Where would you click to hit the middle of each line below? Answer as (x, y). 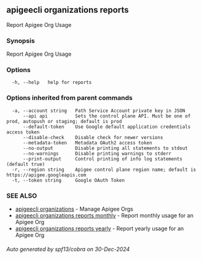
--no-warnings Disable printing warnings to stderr (97, 153)
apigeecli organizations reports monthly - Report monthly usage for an (104, 216)
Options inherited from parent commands (70, 98)
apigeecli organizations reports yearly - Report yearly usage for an (99, 228)
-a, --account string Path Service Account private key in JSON (99, 111)
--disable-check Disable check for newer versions (93, 137)
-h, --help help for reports (52, 83)
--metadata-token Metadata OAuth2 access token (87, 143)
